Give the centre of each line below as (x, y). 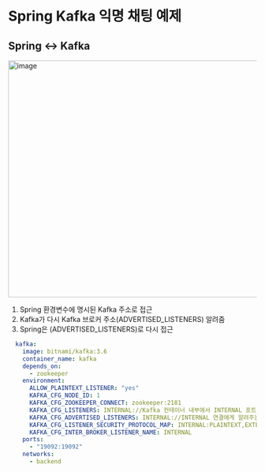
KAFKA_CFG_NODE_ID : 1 (65, 395)
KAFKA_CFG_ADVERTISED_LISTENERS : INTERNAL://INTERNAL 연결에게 (132, 418)
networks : (39, 455)
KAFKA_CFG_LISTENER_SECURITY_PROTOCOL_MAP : (102, 425)
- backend (45, 462)
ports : (33, 440)
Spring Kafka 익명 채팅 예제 (95, 16)
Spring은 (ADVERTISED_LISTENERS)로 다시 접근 (96, 329)
